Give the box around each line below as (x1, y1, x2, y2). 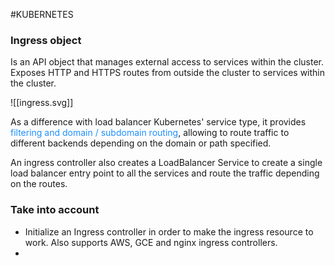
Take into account (10, 203, 100, 217)
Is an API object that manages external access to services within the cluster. (10, 56, 325, 68)
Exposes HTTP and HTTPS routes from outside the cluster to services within (10, 67, 326, 79)
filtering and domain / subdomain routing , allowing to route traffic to (10, 127, 290, 139)
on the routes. (10, 178, 68, 190)
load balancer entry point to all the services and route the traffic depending (10, 167, 320, 179)
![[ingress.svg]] (10, 97, 74, 109)
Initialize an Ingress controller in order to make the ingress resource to (24, 225, 314, 238)
